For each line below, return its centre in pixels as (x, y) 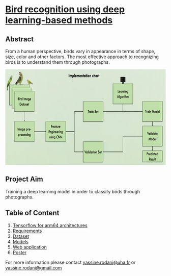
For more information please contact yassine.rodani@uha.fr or (70, 262)
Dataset (21, 236)
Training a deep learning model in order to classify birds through (73, 191)
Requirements (27, 231)
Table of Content (32, 213)
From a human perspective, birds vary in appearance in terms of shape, (80, 51)
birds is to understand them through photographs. (58, 62)
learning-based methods (59, 20)
